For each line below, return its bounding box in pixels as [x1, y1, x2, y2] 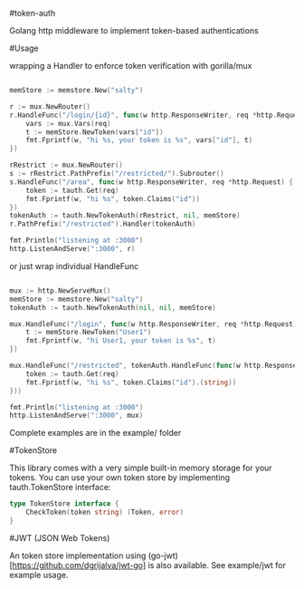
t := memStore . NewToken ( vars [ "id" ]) [25, 127, 165, 137]
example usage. [9, 569, 69, 580]
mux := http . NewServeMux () [9, 285, 111, 295]
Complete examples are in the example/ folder [9, 428, 182, 439]
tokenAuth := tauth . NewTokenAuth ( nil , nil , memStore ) [9, 303, 217, 312]
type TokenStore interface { [9, 499, 119, 508]
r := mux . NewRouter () [9, 101, 91, 111]
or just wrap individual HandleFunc [9, 260, 139, 271]
